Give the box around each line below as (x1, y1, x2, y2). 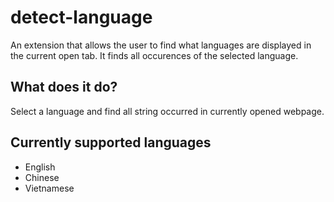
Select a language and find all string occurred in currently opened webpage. (10, 105, 325, 117)
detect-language (10, 6, 153, 29)
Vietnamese (24, 182, 75, 194)
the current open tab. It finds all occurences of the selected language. (10, 49, 299, 61)
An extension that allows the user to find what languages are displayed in (10, 39, 312, 51)
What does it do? (10, 79, 118, 96)
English (24, 161, 56, 173)
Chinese (24, 171, 60, 183)
